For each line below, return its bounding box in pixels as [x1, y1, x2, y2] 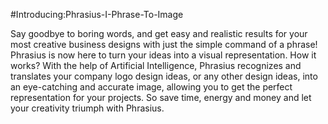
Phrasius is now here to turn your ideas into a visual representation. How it [10, 49, 317, 61]
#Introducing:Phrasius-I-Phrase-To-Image [10, 9, 184, 20]
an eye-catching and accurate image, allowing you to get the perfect [10, 81, 293, 93]
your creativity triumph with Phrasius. [10, 102, 165, 114]
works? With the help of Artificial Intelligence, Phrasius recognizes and [10, 60, 302, 71]
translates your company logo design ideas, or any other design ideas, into [10, 70, 318, 82]
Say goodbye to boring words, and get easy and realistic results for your [10, 28, 308, 39]
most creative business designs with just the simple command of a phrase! [10, 39, 318, 50]
